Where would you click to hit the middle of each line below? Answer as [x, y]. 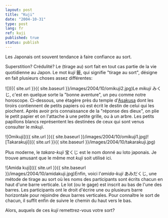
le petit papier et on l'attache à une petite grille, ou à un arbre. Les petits [80, 116]
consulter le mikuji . [25, 127]
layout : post [19, 10]
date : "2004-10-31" [26, 19]
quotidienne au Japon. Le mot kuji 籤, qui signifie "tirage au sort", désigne [81, 72]
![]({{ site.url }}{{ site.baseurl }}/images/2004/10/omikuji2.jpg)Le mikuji [78, 88]
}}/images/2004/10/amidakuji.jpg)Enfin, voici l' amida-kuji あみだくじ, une [81, 173]
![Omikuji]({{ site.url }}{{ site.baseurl [43, 136]
